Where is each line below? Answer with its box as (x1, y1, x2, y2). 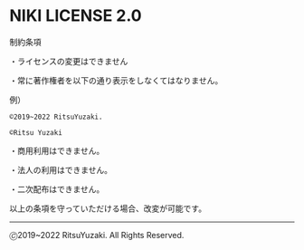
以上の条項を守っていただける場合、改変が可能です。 (9, 203, 206, 214)
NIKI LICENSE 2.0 (9, 5, 142, 26)
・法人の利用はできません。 (9, 164, 113, 175)
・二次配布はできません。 (9, 183, 105, 195)
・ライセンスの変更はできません (9, 55, 128, 66)
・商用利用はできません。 (9, 145, 105, 156)
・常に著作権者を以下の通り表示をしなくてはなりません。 (9, 74, 223, 86)
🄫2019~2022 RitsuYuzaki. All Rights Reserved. (9, 229, 185, 240)
